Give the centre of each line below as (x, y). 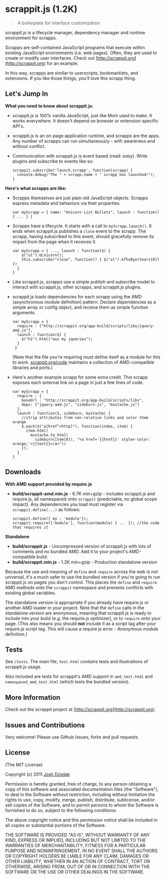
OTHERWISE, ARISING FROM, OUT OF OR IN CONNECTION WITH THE (78, 867)
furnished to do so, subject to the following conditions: (61, 810)
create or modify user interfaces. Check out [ (51, 58)
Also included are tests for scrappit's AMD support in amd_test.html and (79, 677)
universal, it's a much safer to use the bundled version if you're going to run (83, 577)
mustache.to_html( (49, 435)
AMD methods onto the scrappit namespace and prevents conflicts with (79, 587)
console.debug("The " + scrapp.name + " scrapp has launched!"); (86, 175)
